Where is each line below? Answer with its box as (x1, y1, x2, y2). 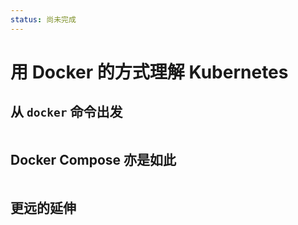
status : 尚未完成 (10, 14, 77, 25)
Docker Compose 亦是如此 (10, 152, 177, 169)
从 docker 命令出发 (10, 104, 123, 121)
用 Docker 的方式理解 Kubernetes (10, 61, 289, 83)
